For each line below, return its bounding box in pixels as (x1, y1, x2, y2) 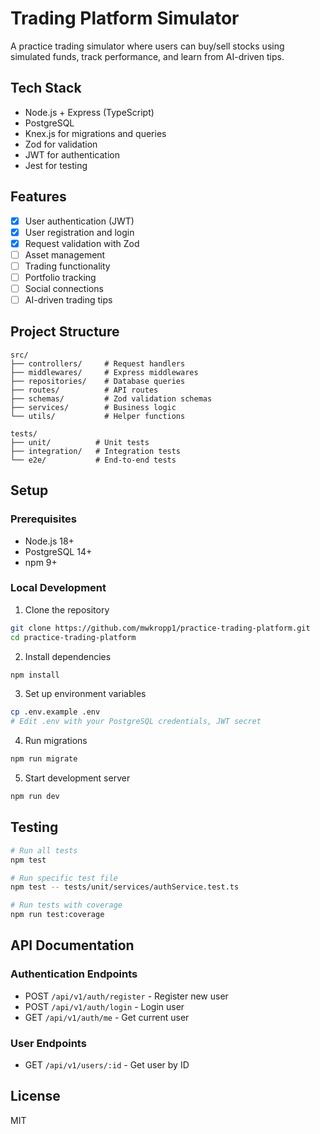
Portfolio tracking (24, 271, 97, 283)
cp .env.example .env (10, 707, 101, 717)
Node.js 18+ (24, 535, 75, 547)
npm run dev (10, 792, 60, 802)
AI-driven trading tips (24, 294, 113, 306)
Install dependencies (24, 650, 112, 662)
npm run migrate (10, 754, 78, 764)
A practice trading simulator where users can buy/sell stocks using (10, 40, 285, 52)
